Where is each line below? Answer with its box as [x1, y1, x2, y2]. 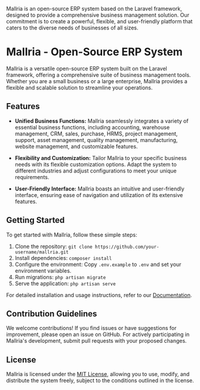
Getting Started [6, 215, 65, 225]
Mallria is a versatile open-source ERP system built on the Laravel [6, 65, 167, 72]
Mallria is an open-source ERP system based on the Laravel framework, [6, 5, 182, 12]
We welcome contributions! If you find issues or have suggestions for [6, 325, 177, 332]
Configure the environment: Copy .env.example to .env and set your [14, 261, 181, 268]
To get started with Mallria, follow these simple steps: [6, 231, 137, 238]
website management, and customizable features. [14, 143, 139, 150]
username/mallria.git [14, 249, 69, 255]
